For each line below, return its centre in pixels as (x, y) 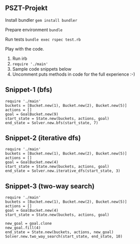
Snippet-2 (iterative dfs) (43, 138)
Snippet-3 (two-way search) (50, 186)
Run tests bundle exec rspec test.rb (43, 39)
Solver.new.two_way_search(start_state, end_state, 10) (64, 237)
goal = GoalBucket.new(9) (32, 114)
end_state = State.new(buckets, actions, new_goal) (59, 232)
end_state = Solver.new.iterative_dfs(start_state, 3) (63, 171)
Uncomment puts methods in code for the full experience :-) (73, 74)
